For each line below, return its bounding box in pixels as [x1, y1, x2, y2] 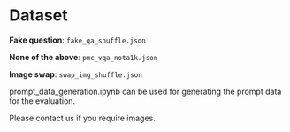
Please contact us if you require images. [9, 113, 156, 123]
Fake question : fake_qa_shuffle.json [9, 35, 146, 45]
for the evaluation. [9, 95, 76, 106]
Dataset [9, 5, 68, 26]
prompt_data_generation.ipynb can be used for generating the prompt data [9, 86, 282, 97]
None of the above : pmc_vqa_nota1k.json [9, 51, 158, 62]
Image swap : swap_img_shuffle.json [9, 68, 143, 80]
